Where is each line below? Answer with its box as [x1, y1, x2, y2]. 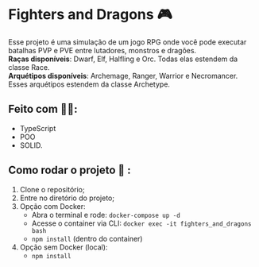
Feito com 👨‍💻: [8, 103, 78, 116]
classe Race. [8, 62, 50, 72]
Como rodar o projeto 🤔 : [8, 164, 131, 177]
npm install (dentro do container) [31, 234, 143, 243]
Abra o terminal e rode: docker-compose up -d [31, 210, 180, 219]
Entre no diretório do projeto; [19, 193, 115, 203]
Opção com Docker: [19, 201, 86, 211]
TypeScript [19, 123, 56, 133]
